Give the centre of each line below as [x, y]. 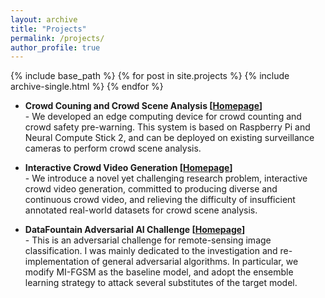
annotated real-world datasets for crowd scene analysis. [141, 210]
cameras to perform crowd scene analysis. [113, 148]
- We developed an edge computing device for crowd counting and [163, 117]
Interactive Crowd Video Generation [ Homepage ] [128, 168]
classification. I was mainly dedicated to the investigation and [151, 251]
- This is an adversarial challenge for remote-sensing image [148, 240]
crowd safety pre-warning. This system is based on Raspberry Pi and [167, 127]
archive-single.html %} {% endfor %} [87, 87]
